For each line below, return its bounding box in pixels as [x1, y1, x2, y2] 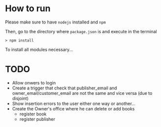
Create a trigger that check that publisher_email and [12, 85, 117, 91]
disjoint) [12, 95, 29, 101]
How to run [5, 3, 51, 14]
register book [19, 111, 47, 117]
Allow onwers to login [12, 80, 56, 85]
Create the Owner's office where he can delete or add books [12, 106, 135, 111]
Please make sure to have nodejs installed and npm [5, 19, 106, 25]
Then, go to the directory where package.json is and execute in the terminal [5, 28, 157, 34]
